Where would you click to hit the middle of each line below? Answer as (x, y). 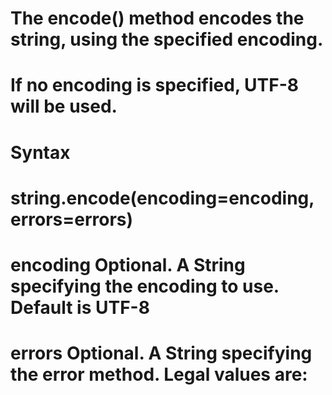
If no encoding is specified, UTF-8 (154, 85)
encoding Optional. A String (128, 264)
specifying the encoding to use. (145, 286)
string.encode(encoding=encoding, (162, 198)
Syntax (40, 152)
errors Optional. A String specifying (161, 353)
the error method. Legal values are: (159, 374)
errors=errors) (72, 219)
